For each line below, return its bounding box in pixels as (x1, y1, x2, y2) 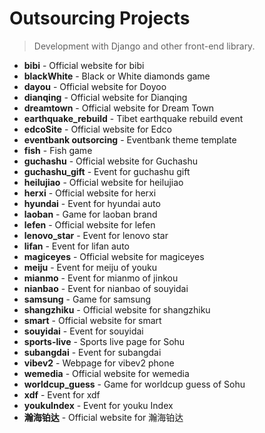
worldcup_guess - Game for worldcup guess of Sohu (23, 378, 246, 390)
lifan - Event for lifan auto (23, 240, 130, 252)
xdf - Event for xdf (23, 388, 101, 401)
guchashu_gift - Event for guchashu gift (23, 165, 191, 177)
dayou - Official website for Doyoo (23, 80, 167, 92)
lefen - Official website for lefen (23, 218, 156, 231)
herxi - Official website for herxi (23, 187, 157, 199)
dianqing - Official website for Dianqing (23, 91, 188, 103)
